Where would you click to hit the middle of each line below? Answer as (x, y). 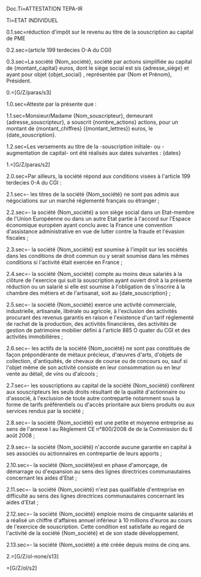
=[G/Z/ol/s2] (22, 568)
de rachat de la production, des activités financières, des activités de (91, 324)
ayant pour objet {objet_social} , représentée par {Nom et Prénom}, (89, 74)
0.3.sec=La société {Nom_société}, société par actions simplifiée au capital (99, 62)
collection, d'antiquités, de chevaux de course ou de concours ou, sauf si (97, 361)
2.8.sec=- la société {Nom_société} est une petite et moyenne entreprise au (100, 423)
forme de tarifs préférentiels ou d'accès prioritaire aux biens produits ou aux (100, 405)
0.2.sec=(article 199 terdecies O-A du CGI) (59, 50)
